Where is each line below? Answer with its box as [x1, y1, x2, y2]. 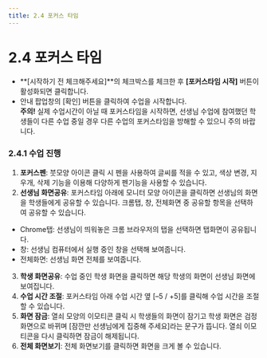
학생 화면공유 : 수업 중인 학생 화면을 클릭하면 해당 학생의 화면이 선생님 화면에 [19, 271, 256, 281]
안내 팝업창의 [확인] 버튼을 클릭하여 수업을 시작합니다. [19, 96, 187, 106]
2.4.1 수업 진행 [8, 148, 61, 159]
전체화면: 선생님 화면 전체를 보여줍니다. [19, 254, 142, 264]
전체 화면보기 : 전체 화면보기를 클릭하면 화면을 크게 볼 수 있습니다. [19, 340, 222, 351]
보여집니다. [19, 281, 55, 291]
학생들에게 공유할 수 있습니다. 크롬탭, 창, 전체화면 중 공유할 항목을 [28, 197, 233, 207]
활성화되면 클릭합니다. [19, 86, 89, 96]
